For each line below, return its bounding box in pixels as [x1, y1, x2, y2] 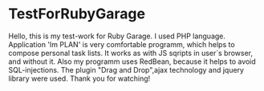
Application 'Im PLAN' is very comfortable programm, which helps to [8, 39, 235, 49]
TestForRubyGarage [8, 5, 146, 23]
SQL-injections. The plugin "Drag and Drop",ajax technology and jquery [8, 65, 245, 74]
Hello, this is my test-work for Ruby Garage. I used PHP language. [8, 31, 226, 41]
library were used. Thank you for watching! [8, 73, 151, 83]
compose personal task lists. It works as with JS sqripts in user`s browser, [8, 48, 254, 57]
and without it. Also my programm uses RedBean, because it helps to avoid [8, 57, 257, 66]
